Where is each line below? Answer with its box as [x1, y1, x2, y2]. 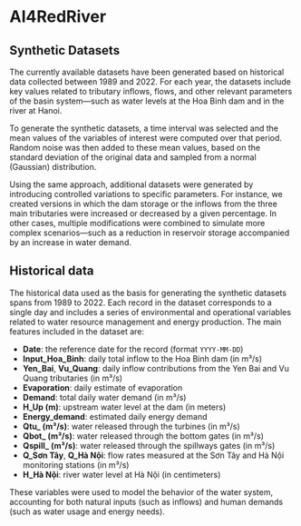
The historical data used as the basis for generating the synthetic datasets [9, 287, 287, 298]
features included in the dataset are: [9, 325, 145, 337]
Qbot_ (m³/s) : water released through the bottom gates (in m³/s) [22, 430, 265, 442]
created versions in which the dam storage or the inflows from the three [9, 198, 278, 209]
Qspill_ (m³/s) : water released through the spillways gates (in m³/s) [22, 440, 276, 451]
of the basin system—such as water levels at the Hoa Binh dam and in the [9, 95, 285, 106]
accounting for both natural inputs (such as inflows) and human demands [9, 496, 284, 507]
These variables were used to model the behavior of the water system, [9, 486, 274, 497]
